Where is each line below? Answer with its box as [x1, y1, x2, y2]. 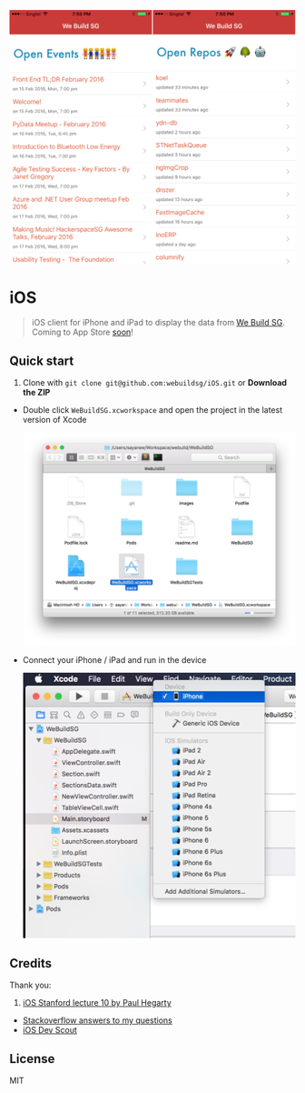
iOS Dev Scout [22, 1025, 77, 1036]
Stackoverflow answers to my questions [22, 1015, 172, 1026]
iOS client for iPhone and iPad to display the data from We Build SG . [31, 317, 286, 328]
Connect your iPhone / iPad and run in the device [22, 655, 207, 666]
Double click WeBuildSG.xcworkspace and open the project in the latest [22, 405, 283, 416]
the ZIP [22, 387, 51, 398]
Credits [9, 956, 53, 971]
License [9, 1051, 55, 1067]
